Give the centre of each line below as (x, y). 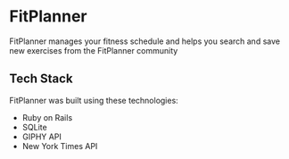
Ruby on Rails (47, 117)
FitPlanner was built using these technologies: (94, 100)
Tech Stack (41, 79)
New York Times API (60, 146)
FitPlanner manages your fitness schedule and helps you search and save (145, 41)
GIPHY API (42, 137)
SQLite (34, 127)
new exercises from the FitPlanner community (94, 50)
